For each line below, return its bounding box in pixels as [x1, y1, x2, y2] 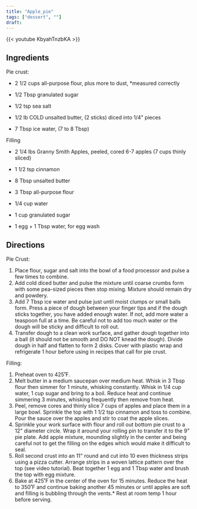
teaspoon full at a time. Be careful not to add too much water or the [14, 317, 178, 324]
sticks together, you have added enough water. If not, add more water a [14, 311, 188, 318]
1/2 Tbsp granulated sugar [14, 91, 79, 98]
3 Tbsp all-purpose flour [14, 189, 75, 196]
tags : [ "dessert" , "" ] [6, 14, 62, 20]
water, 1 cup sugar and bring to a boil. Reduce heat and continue [14, 390, 171, 397]
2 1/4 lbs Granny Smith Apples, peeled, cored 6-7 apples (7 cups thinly [14, 148, 186, 155]
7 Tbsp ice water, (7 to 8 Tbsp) [14, 125, 89, 132]
